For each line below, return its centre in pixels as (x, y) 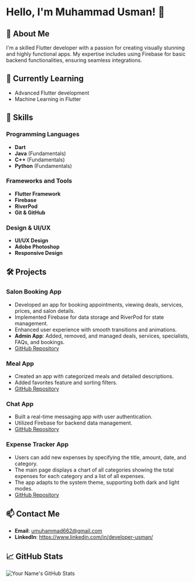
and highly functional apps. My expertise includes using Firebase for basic (96, 54)
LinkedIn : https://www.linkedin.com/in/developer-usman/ (84, 537)
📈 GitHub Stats (35, 556)
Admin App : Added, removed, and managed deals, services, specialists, (102, 336)
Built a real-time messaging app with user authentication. (83, 417)
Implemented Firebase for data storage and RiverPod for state (89, 317)
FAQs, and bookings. (40, 342)
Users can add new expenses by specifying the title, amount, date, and (100, 457)
